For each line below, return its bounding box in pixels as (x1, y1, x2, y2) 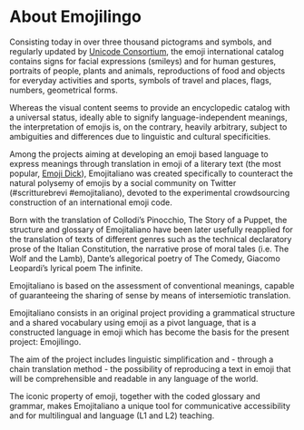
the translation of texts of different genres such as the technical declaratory (9, 233, 292, 244)
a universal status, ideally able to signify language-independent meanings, (9, 112, 288, 122)
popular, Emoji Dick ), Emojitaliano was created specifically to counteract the (9, 168, 293, 179)
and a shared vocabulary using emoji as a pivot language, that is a (9, 317, 257, 327)
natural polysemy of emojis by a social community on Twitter (9, 177, 237, 188)
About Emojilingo (9, 6, 142, 27)
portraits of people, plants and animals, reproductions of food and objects (9, 65, 286, 76)
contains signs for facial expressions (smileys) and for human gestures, (9, 55, 277, 66)
